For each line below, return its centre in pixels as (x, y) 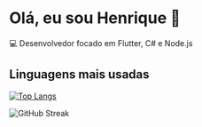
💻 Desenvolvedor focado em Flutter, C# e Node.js (101, 43)
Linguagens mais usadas (79, 75)
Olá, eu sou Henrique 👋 (95, 18)
